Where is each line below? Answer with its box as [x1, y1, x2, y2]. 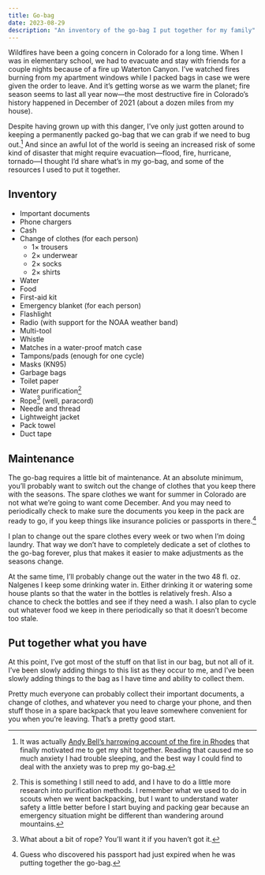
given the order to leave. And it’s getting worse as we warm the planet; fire [8, 81, 251, 91]
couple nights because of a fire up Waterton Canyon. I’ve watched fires [8, 65, 240, 74]
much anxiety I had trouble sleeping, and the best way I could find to [19, 754, 243, 763]
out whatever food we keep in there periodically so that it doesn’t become [8, 605, 248, 615]
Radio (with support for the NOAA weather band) [19, 317, 179, 327]
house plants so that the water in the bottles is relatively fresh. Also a [8, 588, 233, 598]
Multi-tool [19, 326, 52, 335]
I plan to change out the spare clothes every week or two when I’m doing [8, 531, 245, 541]
